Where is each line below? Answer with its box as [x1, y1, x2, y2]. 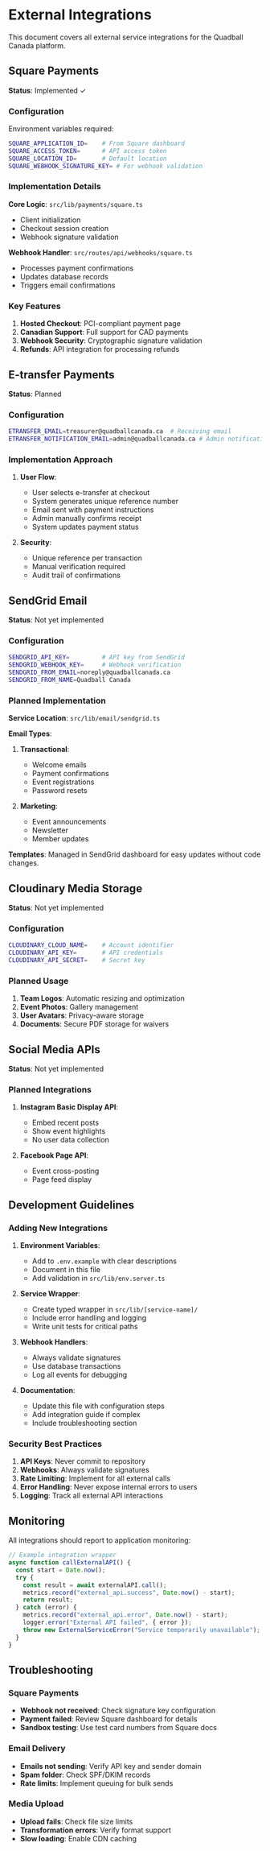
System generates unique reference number [31, 497, 179, 506]
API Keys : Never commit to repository [19, 1456, 146, 1466]
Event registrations [31, 777, 95, 787]
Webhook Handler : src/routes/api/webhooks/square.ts [8, 247, 193, 257]
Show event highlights [31, 1126, 106, 1136]
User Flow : [19, 473, 57, 482]
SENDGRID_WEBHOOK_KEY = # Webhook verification [8, 661, 182, 669]
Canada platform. [8, 40, 66, 50]
